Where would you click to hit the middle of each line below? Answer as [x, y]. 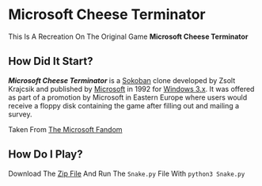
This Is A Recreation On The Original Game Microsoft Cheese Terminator [128, 36]
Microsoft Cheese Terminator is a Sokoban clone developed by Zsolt [122, 80]
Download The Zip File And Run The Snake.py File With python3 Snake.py [127, 173]
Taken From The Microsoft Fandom [65, 129]
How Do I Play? [46, 155]
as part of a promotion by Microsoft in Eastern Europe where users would [128, 97]
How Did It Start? [51, 61]
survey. [20, 114]
